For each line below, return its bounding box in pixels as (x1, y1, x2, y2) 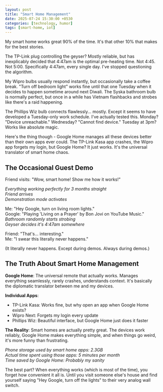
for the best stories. (5, 44, 45, 50)
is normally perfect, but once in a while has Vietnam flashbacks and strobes (5, 94, 157, 100)
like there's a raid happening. (5, 99, 63, 105)
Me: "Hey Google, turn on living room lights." (5, 206, 95, 212)
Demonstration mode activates (5, 196, 67, 202)
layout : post (5, 7, 32, 12)
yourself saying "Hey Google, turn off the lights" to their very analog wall (5, 377, 151, 383)
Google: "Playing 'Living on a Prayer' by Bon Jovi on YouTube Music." (5, 211, 145, 217)
